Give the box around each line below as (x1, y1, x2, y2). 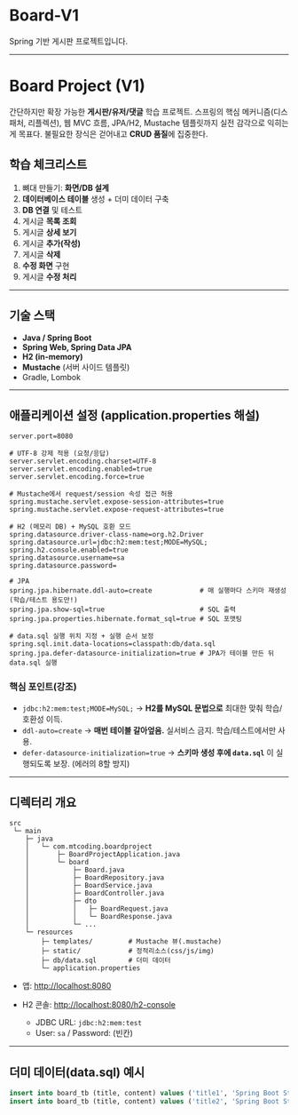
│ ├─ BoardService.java (25, 881, 153, 890)
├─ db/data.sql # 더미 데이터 (41, 956, 171, 965)
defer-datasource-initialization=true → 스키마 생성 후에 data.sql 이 (21, 747, 274, 758)
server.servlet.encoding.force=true (9, 473, 145, 482)
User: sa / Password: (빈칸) (35, 1028, 133, 1039)
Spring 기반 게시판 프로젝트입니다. (9, 36, 129, 46)
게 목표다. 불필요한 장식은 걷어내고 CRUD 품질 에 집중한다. (9, 128, 208, 139)
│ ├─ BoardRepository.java (25, 873, 165, 882)
